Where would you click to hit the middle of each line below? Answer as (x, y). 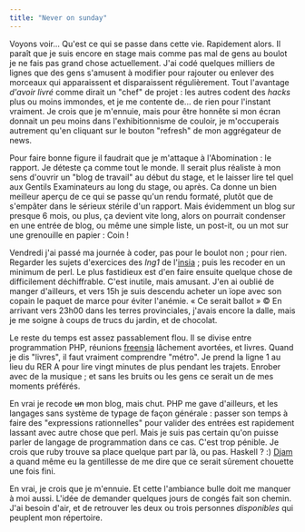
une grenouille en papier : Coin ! (69, 235)
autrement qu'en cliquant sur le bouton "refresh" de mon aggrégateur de (145, 130)
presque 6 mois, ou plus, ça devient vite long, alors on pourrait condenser (148, 215)
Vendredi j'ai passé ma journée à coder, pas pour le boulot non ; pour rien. (148, 252)
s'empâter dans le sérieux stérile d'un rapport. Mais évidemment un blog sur (152, 206)
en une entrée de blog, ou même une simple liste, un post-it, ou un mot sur (149, 225)
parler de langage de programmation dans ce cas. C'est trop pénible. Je (144, 442)
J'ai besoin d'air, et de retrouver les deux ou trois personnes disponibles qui (151, 507)
